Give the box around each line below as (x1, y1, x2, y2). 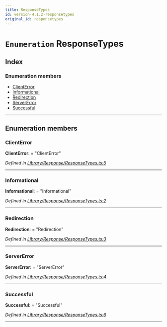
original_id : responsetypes (5, 16, 64, 21)
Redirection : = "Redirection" (5, 226, 64, 232)
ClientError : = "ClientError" (5, 150, 61, 156)
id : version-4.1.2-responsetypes (5, 12, 75, 17)
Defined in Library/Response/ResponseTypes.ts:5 (5, 160, 106, 165)
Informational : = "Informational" (5, 188, 72, 194)
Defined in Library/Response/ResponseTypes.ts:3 (5, 236, 106, 242)
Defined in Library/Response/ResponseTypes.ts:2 (5, 198, 106, 204)
